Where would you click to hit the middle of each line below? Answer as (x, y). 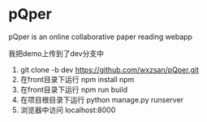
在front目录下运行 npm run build (74, 89)
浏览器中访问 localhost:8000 (68, 110)
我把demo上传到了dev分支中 (56, 53)
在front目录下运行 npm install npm (77, 79)
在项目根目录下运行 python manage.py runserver (102, 99)
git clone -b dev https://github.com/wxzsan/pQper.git (110, 69)
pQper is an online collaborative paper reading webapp (101, 37)
